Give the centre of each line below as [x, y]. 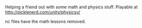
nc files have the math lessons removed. [45, 21]
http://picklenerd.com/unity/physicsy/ [43, 12]
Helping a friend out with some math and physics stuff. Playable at [71, 7]
